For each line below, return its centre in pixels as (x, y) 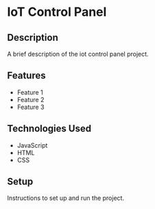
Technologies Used (49, 129)
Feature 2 (31, 99)
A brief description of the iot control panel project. (78, 54)
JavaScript (32, 145)
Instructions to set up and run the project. (66, 198)
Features (26, 76)
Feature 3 (31, 107)
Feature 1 (30, 92)
